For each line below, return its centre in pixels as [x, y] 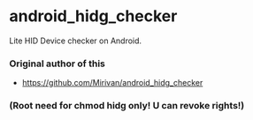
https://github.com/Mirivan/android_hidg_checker [112, 83]
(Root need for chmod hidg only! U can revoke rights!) [127, 106]
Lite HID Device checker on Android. [76, 41]
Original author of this [57, 64]
